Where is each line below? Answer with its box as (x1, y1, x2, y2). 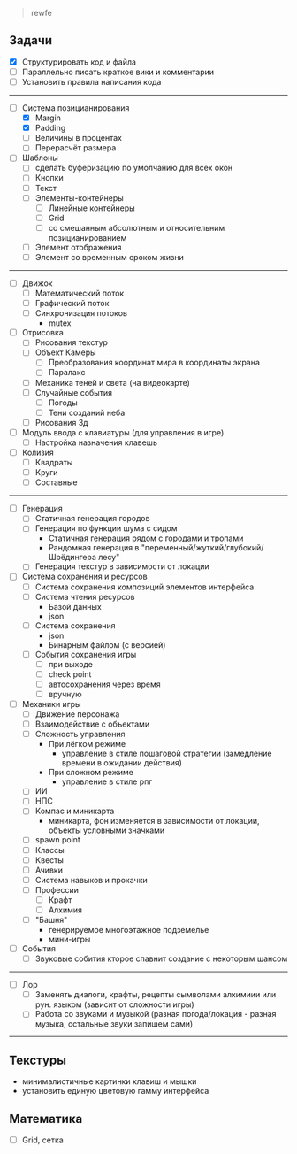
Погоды (48, 397, 78, 408)
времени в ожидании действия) (61, 758, 183, 768)
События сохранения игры (34, 649, 137, 659)
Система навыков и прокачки (34, 874, 148, 885)
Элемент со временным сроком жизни (34, 251, 184, 262)
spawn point (34, 835, 81, 845)
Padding (34, 123, 66, 134)
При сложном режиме (48, 767, 134, 778)
